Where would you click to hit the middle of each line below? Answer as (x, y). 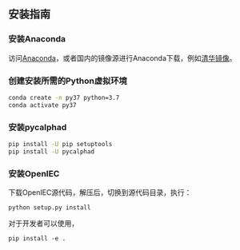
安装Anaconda (37, 39)
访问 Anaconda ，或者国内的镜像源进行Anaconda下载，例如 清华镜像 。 (122, 58)
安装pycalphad (38, 127)
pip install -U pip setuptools (60, 145)
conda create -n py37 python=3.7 (64, 97)
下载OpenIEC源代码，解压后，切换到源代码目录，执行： (100, 192)
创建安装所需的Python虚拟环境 (68, 81)
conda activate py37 (43, 105)
